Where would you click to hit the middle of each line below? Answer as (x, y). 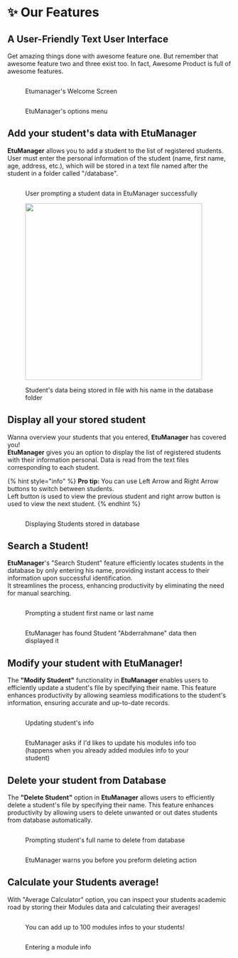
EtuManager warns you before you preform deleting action (111, 860)
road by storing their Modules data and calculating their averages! (104, 907)
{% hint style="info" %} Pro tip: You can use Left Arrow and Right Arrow (113, 481)
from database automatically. (50, 820)
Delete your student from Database (87, 780)
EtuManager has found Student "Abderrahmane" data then (111, 633)
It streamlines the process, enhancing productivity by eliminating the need (116, 586)
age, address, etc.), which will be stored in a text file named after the (108, 166)
